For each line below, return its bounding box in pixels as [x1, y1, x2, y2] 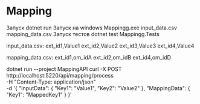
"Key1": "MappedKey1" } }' [6, 91, 73, 98]
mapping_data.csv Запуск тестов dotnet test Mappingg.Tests [6, 30, 160, 37]
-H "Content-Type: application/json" [6, 78, 96, 85]
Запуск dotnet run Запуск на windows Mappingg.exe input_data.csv [6, 24, 177, 31]
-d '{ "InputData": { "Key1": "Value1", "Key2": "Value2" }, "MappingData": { [6, 84, 190, 91]
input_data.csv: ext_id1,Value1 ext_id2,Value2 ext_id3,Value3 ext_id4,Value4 [6, 42, 195, 49]
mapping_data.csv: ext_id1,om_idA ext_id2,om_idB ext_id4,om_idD [6, 54, 171, 61]
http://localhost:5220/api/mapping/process [6, 72, 114, 79]
